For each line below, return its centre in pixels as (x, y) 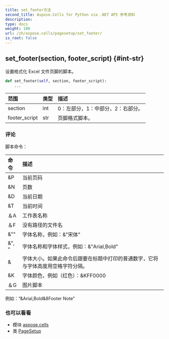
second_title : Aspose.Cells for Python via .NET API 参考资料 (70, 15)
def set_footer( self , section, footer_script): (56, 81)
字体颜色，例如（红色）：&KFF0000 (64, 275)
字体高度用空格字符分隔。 (58, 266)
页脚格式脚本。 (75, 118)
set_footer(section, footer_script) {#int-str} (75, 59)
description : (19, 19)
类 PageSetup (27, 331)
